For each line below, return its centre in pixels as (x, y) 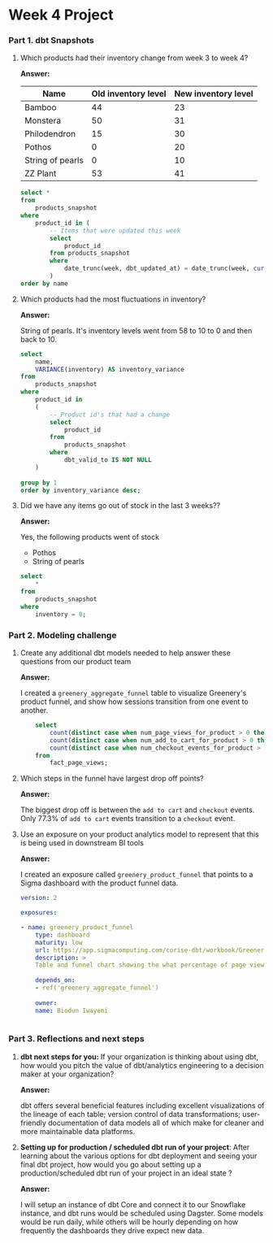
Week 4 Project (61, 15)
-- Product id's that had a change (110, 415)
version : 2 (39, 898)
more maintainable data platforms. (78, 1131)
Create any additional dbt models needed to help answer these (126, 653)
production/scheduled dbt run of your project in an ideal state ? (126, 1173)
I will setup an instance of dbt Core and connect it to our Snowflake (133, 1204)
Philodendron (50, 134)
